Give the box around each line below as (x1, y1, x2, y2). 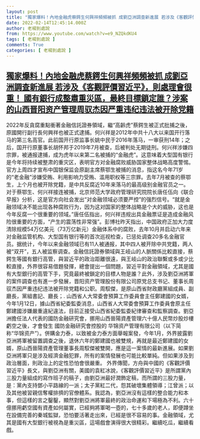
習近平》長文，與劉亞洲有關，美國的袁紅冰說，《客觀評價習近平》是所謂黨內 (6, 366, 192, 374)
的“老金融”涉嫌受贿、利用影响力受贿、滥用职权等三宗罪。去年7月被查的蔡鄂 (6, 173, 192, 180)
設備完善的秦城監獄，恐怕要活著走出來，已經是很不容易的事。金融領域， (11, 411, 189, 418)
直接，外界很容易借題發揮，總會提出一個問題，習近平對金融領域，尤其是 (11, 262, 189, 269)
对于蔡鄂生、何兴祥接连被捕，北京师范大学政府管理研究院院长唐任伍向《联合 (6, 188, 194, 195)
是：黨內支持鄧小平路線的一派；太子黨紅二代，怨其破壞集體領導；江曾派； (6, 381, 189, 388)
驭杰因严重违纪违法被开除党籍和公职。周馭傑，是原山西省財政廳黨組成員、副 (6, 285, 194, 292)
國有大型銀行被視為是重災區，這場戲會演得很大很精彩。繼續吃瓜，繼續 (16, 419, 189, 426)
